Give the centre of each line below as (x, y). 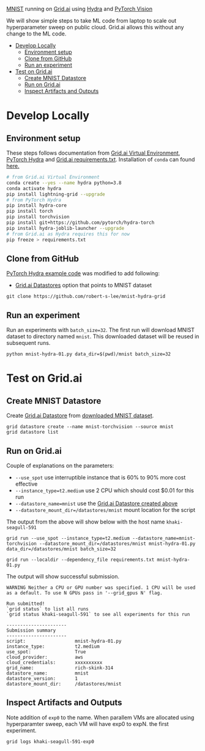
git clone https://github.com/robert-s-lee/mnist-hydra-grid (86, 297)
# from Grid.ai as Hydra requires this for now (68, 234)
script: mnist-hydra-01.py (64, 641)
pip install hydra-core (37, 205)
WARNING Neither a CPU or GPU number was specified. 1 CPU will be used (101, 587)
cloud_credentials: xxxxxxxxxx (54, 662)
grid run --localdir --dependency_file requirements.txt (80, 560)
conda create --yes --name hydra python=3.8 (64, 183)
